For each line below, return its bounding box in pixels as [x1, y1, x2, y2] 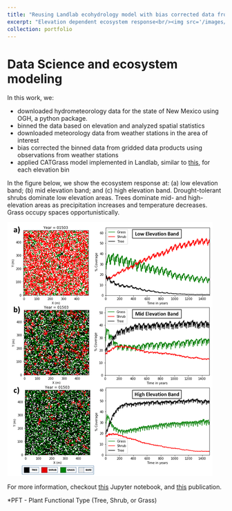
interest [17, 137, 39, 145]
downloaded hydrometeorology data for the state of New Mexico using [17, 107, 219, 115]
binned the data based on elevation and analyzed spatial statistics [17, 121, 205, 130]
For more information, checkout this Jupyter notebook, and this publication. [7, 483, 222, 491]
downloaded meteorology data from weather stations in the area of [17, 129, 209, 137]
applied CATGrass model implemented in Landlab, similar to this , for [17, 159, 211, 167]
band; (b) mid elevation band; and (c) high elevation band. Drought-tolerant [7, 186, 222, 194]
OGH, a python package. [17, 114, 88, 123]
